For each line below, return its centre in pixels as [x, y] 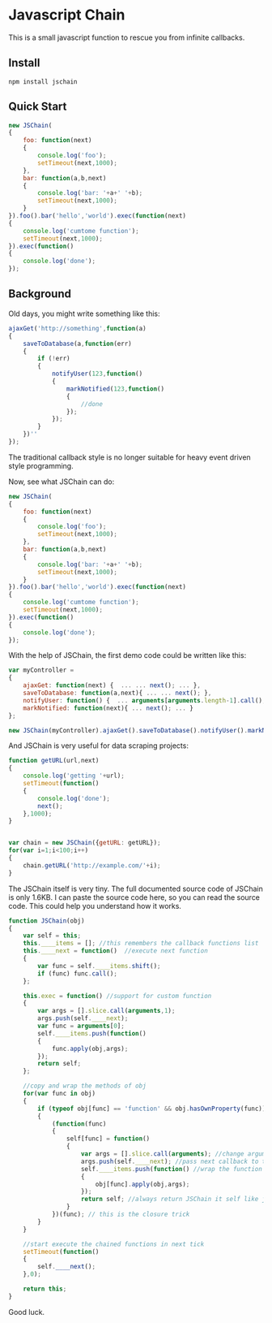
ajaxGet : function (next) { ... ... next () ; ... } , [112, 685]
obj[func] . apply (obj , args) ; [142, 1184]
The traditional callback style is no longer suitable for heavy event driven [130, 457]
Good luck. [27, 1312]
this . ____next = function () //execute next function [115, 951]
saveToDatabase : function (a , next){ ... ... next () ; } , [117, 693]
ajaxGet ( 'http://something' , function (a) [78, 328]
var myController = [41, 670]
